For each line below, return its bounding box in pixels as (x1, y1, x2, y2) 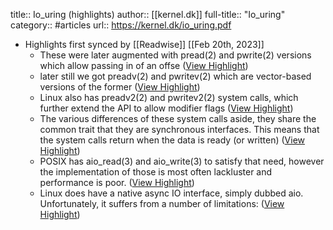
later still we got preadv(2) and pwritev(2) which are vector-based (39, 70, 312, 82)
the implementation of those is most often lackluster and (39, 166, 273, 178)
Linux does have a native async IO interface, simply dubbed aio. (39, 187, 304, 199)
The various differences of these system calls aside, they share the (39, 113, 317, 124)
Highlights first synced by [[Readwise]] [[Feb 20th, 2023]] (24, 39, 265, 50)
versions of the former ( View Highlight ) (39, 81, 201, 93)
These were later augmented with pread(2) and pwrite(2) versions (39, 49, 312, 61)
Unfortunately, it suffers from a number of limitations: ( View (39, 198, 285, 209)
